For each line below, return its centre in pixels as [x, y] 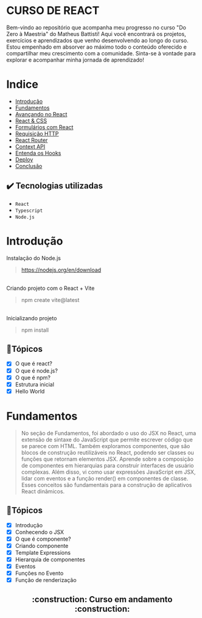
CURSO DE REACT [53, 11]
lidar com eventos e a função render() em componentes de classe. [105, 478]
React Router [31, 140]
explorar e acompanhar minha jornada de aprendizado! [75, 60]
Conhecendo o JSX [40, 532]
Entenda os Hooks [38, 153]
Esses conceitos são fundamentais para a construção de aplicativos [106, 485]
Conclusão [29, 166]
